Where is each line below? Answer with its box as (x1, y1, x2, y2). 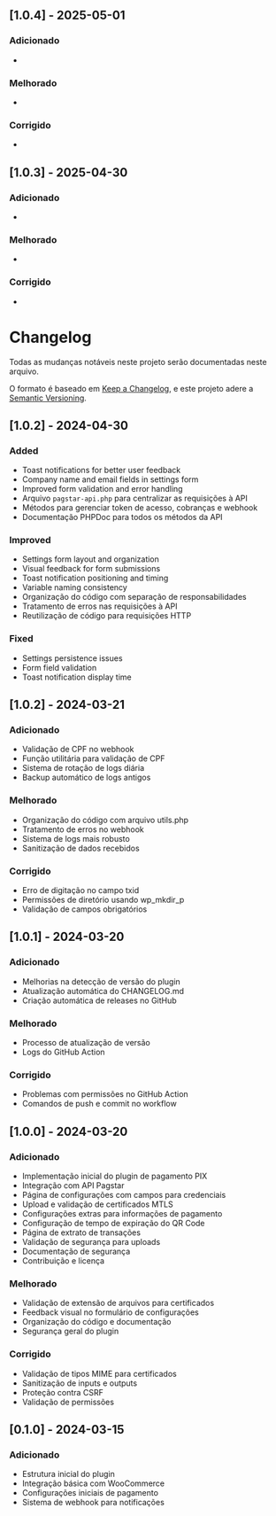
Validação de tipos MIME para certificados (21, 1368, 177, 1379)
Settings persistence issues (21, 652, 123, 664)
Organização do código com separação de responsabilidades (21, 592, 247, 603)
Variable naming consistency (21, 582, 128, 593)
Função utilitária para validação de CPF (21, 753, 165, 764)
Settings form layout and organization (21, 554, 159, 564)
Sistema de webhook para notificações (21, 1497, 165, 1508)
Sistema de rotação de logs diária (21, 763, 145, 774)
